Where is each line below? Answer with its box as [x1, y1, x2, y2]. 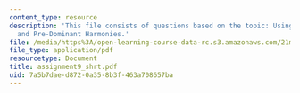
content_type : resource [9, 12, 98, 22]
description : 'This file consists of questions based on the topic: [9, 21, 270, 30]
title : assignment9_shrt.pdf [9, 63, 118, 72]
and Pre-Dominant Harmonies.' [17, 29, 129, 38]
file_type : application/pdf [9, 46, 114, 55]
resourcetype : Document [9, 54, 98, 63]
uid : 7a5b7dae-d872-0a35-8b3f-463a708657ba [9, 71, 174, 80]
